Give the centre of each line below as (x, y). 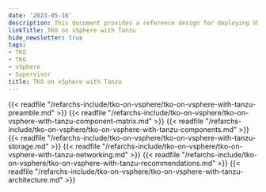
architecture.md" (36, 179)
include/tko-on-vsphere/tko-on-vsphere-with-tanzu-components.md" (123, 129)
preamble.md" (32, 112)
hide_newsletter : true (46, 38)
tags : (17, 45)
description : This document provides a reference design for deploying (129, 23)
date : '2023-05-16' (40, 15)
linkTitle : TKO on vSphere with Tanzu (72, 30)
